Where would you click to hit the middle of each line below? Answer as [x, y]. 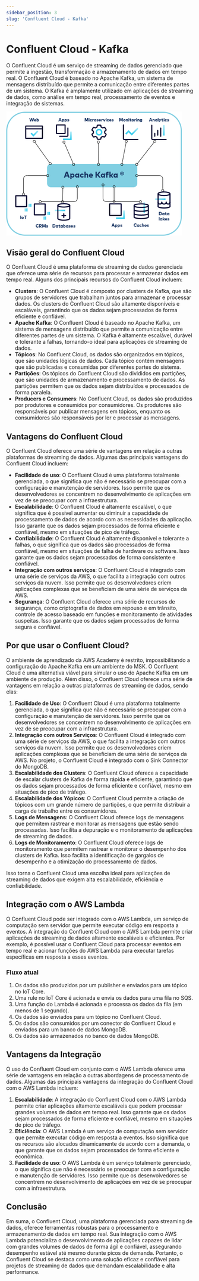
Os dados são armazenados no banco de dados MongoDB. [87, 1036]
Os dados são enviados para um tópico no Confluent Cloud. [88, 1016]
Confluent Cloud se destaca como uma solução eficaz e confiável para [93, 1259]
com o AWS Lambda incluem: [42, 1088]
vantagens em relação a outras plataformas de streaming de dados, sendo [97, 685]
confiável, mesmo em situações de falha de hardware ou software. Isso [102, 551]
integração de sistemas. [36, 104]
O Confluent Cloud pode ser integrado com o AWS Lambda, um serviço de [97, 919]
